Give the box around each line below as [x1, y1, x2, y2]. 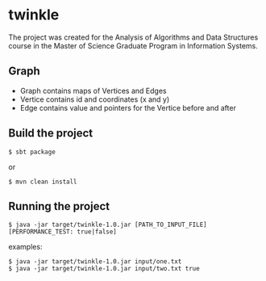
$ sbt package [8, 148, 56, 156]
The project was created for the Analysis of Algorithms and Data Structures [8, 32, 259, 42]
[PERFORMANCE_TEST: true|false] [8, 228, 117, 236]
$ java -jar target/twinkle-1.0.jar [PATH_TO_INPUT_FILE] [8, 220, 207, 229]
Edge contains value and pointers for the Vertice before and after [19, 103, 236, 112]
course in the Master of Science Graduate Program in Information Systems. [8, 40, 258, 50]
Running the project [8, 199, 110, 213]
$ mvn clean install [8, 178, 78, 186]
